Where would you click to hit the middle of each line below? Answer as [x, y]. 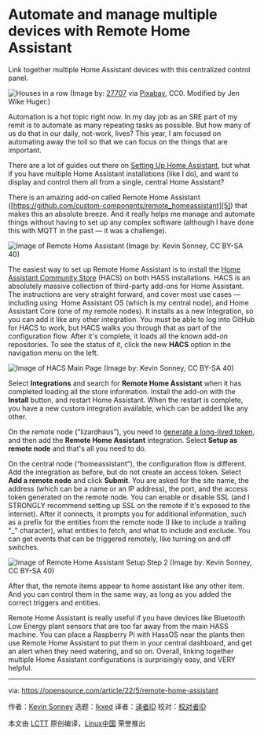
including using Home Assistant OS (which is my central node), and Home [128, 302]
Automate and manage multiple [113, 15]
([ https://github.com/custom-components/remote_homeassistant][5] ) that [128, 205]
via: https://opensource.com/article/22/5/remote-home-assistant [113, 690]
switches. [24, 547]
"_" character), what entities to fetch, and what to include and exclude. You [129, 530]
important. [25, 150]
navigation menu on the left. [53, 353]
